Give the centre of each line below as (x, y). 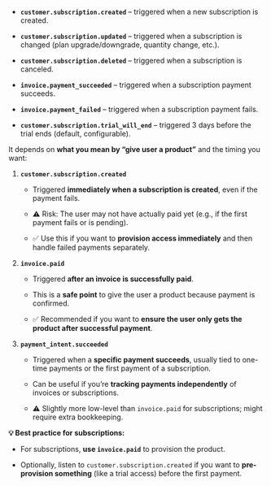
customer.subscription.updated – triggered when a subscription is (131, 36)
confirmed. (51, 303)
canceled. (37, 69)
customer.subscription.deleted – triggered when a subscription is (131, 61)
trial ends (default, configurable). (75, 134)
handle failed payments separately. (91, 247)
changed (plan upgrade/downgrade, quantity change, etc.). (120, 45)
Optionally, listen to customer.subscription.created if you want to (130, 465)
